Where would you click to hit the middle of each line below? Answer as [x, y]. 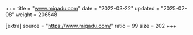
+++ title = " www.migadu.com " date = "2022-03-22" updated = [83, 8]
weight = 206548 [37, 15]
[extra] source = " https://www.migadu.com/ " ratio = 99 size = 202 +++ [91, 26]
